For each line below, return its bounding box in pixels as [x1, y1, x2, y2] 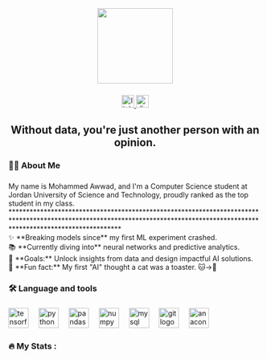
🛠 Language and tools [8, 283, 98, 294]
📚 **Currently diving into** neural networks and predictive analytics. [8, 243, 240, 252]
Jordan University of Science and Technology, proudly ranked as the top [8, 190, 249, 200]
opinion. [113, 136, 157, 149]
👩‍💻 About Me [8, 160, 60, 171]
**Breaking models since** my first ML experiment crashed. [15, 233, 217, 243]
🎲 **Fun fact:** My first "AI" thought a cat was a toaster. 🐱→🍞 [8, 263, 217, 272]
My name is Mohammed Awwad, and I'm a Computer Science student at [8, 182, 248, 191]
